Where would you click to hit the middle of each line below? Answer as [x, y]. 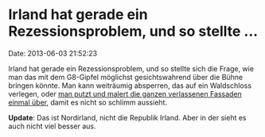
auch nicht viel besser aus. [53, 126]
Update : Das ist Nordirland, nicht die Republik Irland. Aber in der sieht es [127, 117]
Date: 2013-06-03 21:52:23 [53, 53]
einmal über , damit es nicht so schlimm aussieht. [88, 102]
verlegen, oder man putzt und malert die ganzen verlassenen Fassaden [125, 93]
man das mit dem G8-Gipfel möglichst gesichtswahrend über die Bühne [126, 77]
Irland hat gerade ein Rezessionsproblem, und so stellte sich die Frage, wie [131, 68]
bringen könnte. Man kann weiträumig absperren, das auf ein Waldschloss [130, 86]
